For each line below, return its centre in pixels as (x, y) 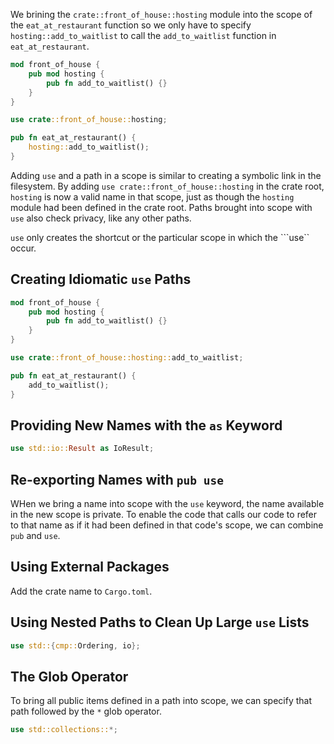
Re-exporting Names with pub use (117, 479)
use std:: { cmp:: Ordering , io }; (75, 645)
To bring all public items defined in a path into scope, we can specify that (161, 701)
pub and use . (35, 536)
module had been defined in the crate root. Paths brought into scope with (161, 207)
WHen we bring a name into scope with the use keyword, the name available (167, 504)
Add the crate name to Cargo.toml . (81, 591)
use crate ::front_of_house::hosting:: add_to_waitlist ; (127, 358)
